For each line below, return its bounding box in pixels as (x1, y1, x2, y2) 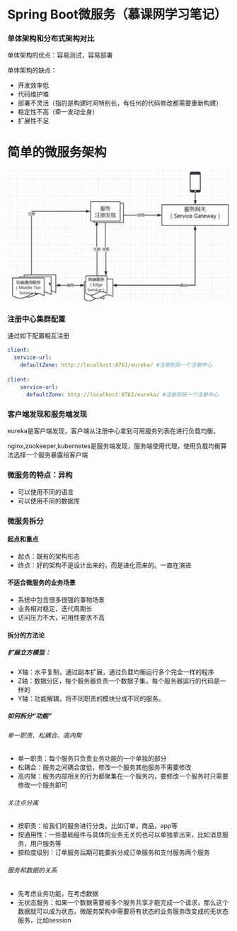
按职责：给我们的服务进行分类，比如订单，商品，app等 (17, 822, 178, 830)
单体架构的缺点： (7, 66, 57, 74)
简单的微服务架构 (7, 144, 108, 160)
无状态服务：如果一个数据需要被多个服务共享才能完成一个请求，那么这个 (17, 898, 229, 906)
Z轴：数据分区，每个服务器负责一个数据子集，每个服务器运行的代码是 (17, 676, 221, 685)
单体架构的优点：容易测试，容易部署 (7, 51, 113, 60)
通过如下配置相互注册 (7, 331, 69, 340)
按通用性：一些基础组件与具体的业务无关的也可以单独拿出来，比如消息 (17, 830, 223, 839)
